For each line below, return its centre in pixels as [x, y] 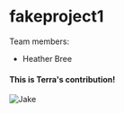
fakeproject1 [57, 17]
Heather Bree [47, 58]
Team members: [40, 41]
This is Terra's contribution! [62, 79]
